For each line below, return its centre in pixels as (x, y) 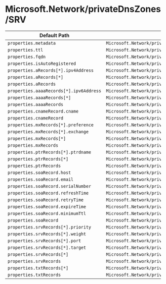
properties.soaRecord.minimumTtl (47, 213)
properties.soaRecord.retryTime (46, 200)
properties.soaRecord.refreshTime (48, 193)
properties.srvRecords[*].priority (49, 227)
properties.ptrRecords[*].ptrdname (49, 152)
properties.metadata (32, 43)
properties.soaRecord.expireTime (47, 206)
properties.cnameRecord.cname (43, 111)
